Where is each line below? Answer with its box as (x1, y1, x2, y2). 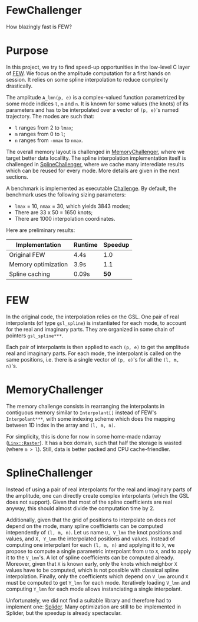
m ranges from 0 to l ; (14, 130, 66, 137)
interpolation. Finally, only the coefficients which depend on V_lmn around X (6, 572, 189, 580)
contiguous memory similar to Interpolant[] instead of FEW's (6, 409, 157, 416)
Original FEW (9, 250, 45, 259)
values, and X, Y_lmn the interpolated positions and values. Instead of (6, 535, 176, 542)
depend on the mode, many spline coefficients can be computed (6, 522, 163, 530)
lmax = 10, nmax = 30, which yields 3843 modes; (14, 202, 131, 210)
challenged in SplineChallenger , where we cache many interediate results (6, 160, 184, 167)
